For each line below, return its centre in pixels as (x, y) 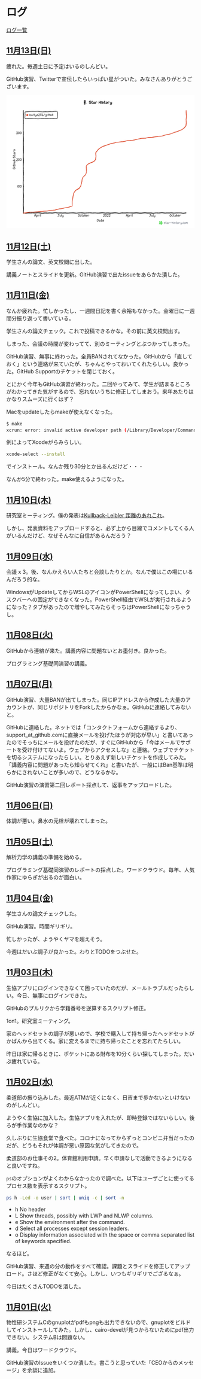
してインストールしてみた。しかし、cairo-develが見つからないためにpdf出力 (100, 1330)
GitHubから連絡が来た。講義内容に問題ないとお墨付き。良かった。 (88, 650)
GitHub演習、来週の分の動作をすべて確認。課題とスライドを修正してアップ (98, 1266)
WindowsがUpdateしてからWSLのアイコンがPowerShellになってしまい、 (96, 592)
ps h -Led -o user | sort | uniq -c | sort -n (65, 1198)
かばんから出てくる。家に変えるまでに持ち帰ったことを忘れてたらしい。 (95, 1041)
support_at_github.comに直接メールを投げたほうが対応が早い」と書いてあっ (100, 735)
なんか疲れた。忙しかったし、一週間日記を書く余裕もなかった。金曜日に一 (98, 310)
